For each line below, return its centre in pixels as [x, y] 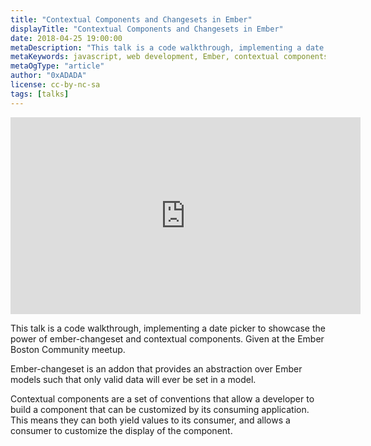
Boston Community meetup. [68, 349]
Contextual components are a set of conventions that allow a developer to [162, 398]
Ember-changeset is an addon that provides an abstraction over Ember [156, 368]
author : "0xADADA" [48, 76]
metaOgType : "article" [57, 66]
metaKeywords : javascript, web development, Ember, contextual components [169, 57]
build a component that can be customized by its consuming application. [160, 409]
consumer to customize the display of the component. [121, 430]
